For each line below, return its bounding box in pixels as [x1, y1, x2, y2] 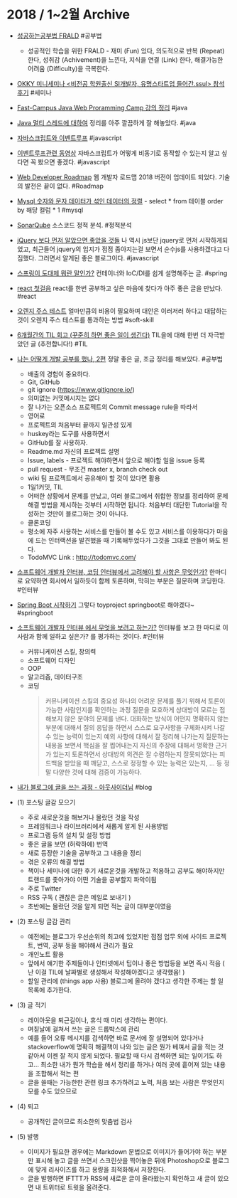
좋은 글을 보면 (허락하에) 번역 [27, 839, 109, 848]
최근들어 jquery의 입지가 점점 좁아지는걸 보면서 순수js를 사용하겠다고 [32, 245, 223, 253]
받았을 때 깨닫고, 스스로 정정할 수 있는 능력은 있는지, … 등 [64, 758, 223, 767]
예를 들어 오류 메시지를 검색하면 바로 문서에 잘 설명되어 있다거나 [27, 1033, 204, 1042]
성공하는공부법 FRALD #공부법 [16, 31, 102, 40]
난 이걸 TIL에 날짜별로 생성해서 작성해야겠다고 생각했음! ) [27, 968, 185, 976]
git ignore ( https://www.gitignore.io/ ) [27, 385, 136, 393]
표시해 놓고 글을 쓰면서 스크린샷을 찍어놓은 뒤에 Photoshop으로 [35, 1156, 211, 1165]
